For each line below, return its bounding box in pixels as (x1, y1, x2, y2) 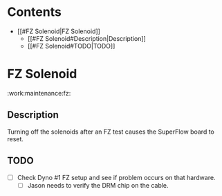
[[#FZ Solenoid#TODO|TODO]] (27, 42, 115, 50)
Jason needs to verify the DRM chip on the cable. (27, 181, 169, 189)
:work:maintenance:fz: (7, 89, 71, 97)
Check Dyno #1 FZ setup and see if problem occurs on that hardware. (17, 173, 216, 181)
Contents (7, 4, 62, 20)
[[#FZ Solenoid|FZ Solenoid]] (17, 27, 100, 35)
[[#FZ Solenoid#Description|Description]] (27, 34, 147, 42)
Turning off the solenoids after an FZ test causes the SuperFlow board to (7, 127, 214, 136)
